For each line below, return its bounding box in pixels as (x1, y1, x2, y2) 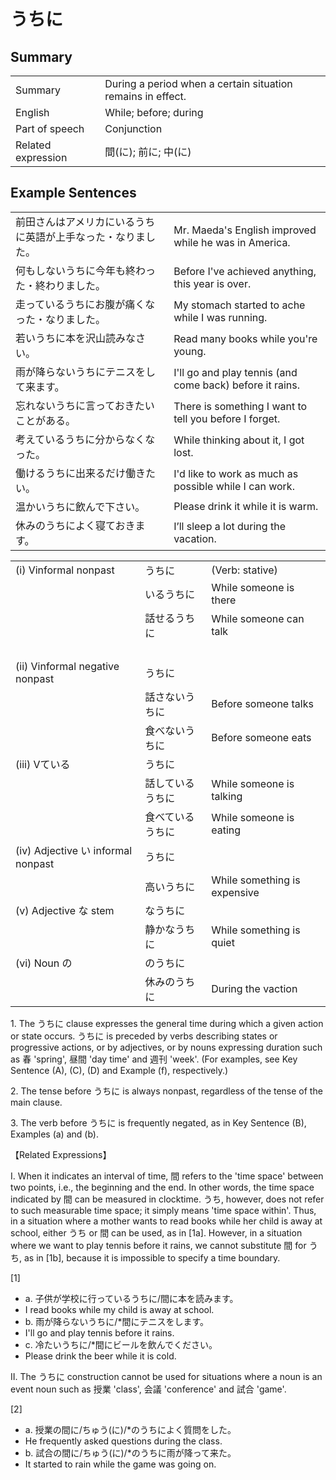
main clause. (10, 1096, 63, 1108)
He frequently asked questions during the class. (24, 1435, 223, 1447)
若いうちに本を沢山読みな (15, 331, 137, 345)
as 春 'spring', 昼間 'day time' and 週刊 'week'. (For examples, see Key (10, 1053, 298, 1065)
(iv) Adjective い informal (15, 843, 133, 857)
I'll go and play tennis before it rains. (24, 1326, 175, 1339)
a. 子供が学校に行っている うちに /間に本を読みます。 (24, 1292, 239, 1304)
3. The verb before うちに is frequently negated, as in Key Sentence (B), (10, 1116, 307, 1129)
